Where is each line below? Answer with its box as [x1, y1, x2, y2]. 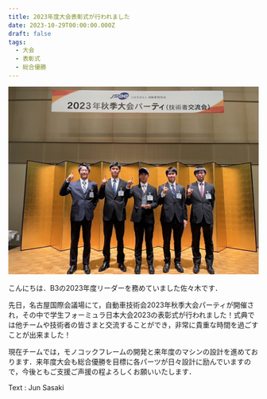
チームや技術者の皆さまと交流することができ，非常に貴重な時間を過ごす [21, 320, 259, 330]
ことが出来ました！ [8, 331, 72, 340]
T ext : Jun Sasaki [8, 383, 64, 393]
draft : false [8, 29, 52, 37]
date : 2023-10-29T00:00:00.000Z [8, 21, 115, 29]
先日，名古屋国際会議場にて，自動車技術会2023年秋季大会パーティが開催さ [8, 300, 254, 310]
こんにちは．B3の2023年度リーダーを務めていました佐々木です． [8, 284, 222, 293]
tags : [8, 38, 26, 46]
